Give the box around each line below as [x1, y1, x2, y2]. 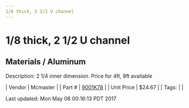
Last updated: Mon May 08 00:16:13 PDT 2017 [5, 95, 117, 102]
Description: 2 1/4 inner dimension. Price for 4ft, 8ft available [5, 72, 153, 79]
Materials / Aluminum [5, 57, 86, 67]
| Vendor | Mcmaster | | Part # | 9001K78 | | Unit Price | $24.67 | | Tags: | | [5, 83, 184, 90]
